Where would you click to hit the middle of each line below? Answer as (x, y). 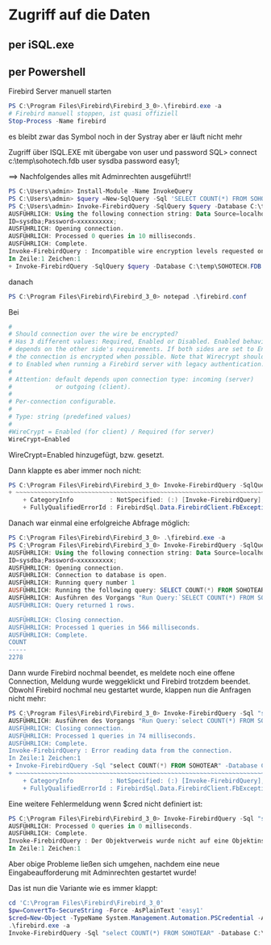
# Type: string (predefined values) (70, 417)
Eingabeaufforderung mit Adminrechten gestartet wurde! (102, 872)
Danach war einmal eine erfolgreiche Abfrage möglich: (99, 523)
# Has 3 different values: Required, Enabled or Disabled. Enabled (124, 342)
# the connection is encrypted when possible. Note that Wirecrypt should (137, 357)
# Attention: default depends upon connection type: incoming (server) (131, 379)
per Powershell (47, 71)
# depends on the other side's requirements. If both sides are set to (131, 349)
